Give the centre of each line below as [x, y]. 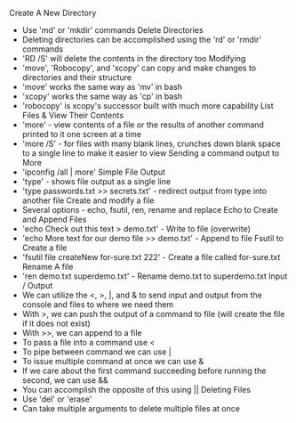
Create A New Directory [53, 13]
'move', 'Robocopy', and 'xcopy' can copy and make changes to [139, 68]
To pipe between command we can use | [96, 352]
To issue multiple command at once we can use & [113, 361]
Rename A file [48, 267]
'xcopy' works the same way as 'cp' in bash [102, 96]
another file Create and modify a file [88, 200]
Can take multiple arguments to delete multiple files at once [131, 408]
